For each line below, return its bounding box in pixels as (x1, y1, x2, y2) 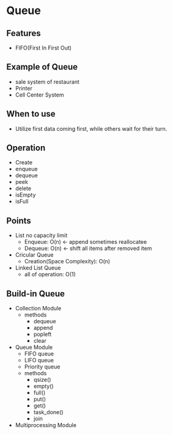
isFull (15, 198, 29, 205)
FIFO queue (24, 350, 54, 357)
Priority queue (24, 363, 61, 370)
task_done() (33, 409, 64, 416)
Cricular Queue (15, 251, 54, 258)
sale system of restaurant (15, 78, 79, 86)
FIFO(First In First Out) (15, 44, 72, 51)
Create (15, 159, 32, 166)
